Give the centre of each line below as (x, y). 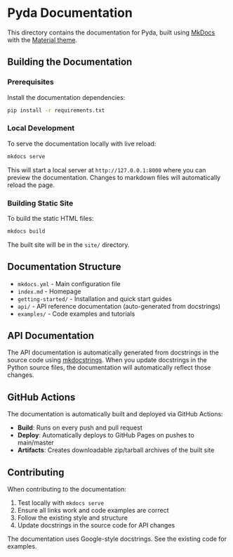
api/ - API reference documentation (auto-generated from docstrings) (119, 306)
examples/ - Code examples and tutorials (76, 314)
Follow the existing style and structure (73, 518)
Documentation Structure (64, 267)
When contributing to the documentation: (67, 489)
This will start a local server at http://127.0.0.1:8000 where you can (107, 169)
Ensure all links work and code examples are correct (93, 511)
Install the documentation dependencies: (66, 97)
